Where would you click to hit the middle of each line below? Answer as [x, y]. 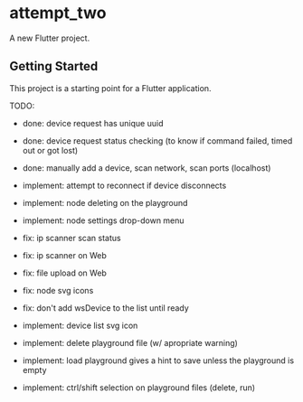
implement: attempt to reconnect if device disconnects [124, 185]
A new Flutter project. [50, 38]
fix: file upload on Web [64, 273]
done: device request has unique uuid [93, 123]
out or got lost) [50, 150]
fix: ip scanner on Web [64, 255]
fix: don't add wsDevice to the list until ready [106, 308]
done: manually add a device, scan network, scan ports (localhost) [147, 168]
